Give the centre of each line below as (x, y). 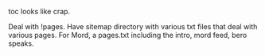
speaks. (21, 43)
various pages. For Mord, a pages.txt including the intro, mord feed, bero (128, 35)
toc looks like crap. (39, 11)
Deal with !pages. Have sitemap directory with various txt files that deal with (133, 26)
